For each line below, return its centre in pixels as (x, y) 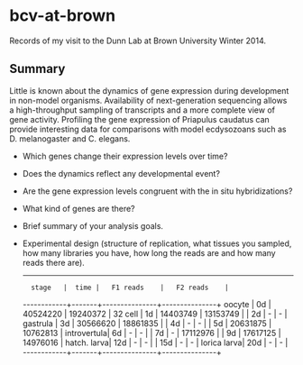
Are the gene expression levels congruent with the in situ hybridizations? (157, 191)
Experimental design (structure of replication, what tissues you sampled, (157, 243)
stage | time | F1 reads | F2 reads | (130, 287)
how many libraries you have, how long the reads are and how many (149, 252)
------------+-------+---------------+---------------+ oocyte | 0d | (147, 304)
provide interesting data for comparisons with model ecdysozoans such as (148, 129)
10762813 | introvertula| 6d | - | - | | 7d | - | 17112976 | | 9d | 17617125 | (151, 333)
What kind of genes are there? (78, 208)
